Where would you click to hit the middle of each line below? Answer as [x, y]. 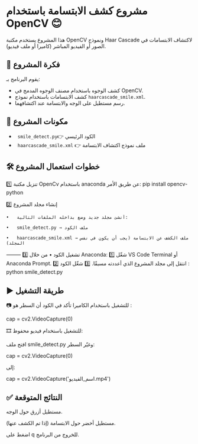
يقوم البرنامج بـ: [23, 79]
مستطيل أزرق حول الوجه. [35, 411]
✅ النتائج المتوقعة [34, 397]
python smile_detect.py [35, 272]
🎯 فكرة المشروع [33, 65]
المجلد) [16, 244]
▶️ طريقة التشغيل [35, 291]
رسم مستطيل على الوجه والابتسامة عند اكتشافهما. [70, 103]
